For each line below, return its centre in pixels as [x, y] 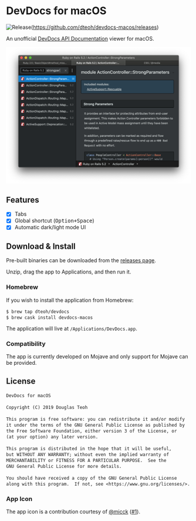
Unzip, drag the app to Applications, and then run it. [69, 272]
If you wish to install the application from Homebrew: [70, 300]
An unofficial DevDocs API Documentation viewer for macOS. [80, 38]
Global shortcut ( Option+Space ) [55, 221]
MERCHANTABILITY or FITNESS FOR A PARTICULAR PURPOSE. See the [86, 460]
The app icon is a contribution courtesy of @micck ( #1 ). [73, 512]
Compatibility [26, 344]
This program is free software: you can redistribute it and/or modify [95, 419]
